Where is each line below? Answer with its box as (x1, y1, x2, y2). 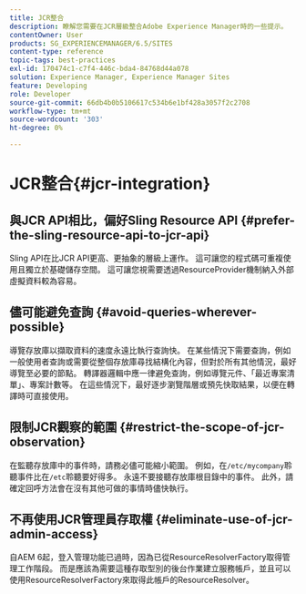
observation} (9, 435, 87, 450)
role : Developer (9, 89, 71, 98)
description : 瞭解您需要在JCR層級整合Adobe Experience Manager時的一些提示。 (9, 22, 289, 31)
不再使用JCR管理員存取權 (9, 512, 153, 527)
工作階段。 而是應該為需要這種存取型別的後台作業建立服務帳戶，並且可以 (16, 563, 291, 574)
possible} (9, 320, 66, 335)
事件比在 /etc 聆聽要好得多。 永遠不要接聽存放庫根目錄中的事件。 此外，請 (16, 471, 294, 482)
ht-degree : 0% (9, 124, 64, 133)
